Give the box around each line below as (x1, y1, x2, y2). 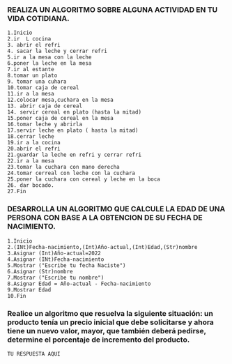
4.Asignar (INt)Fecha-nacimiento (7, 256, 105, 263)
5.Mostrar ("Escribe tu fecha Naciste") (7, 261, 127, 269)
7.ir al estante (7, 66, 54, 73)
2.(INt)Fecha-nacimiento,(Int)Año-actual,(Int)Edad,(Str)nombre (7, 243, 198, 250)
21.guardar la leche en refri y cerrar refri (7, 151, 141, 158)
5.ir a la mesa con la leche (7, 54, 92, 61)
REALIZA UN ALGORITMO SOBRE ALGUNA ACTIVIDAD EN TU (7, 5, 218, 15)
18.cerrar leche (7, 133, 54, 140)
